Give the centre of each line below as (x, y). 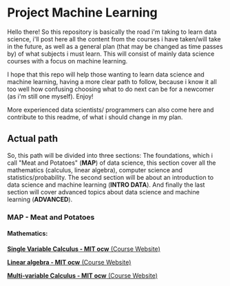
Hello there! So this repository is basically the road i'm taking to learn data (112, 32)
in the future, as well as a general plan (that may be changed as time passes (115, 46)
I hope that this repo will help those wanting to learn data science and (106, 74)
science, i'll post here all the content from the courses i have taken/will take (114, 39)
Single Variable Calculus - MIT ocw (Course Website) (84, 249)
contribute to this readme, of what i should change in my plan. (95, 117)
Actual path (33, 139)
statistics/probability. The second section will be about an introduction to (111, 177)
